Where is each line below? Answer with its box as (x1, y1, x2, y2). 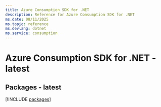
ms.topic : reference (5, 21, 49, 27)
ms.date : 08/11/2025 (5, 17, 49, 22)
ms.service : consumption (5, 31, 58, 36)
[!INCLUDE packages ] (5, 96, 51, 102)
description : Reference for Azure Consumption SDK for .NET (5, 12, 135, 17)
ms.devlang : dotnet (5, 26, 47, 31)
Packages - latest (5, 83, 62, 91)
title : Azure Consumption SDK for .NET (5, 7, 90, 13)
